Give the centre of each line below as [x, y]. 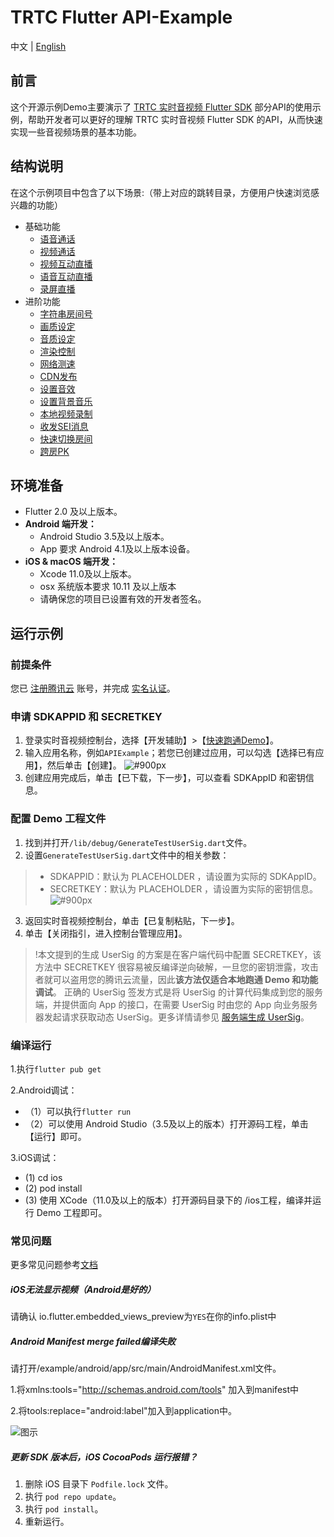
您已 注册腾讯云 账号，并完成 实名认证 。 [93, 688]
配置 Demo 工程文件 [58, 819]
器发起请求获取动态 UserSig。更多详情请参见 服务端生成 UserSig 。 [172, 1017]
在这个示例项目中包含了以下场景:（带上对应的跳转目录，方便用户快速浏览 [161, 192]
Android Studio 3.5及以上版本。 [104, 537]
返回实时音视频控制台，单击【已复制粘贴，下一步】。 [132, 920]
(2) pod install [53, 1188]
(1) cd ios [43, 1177]
